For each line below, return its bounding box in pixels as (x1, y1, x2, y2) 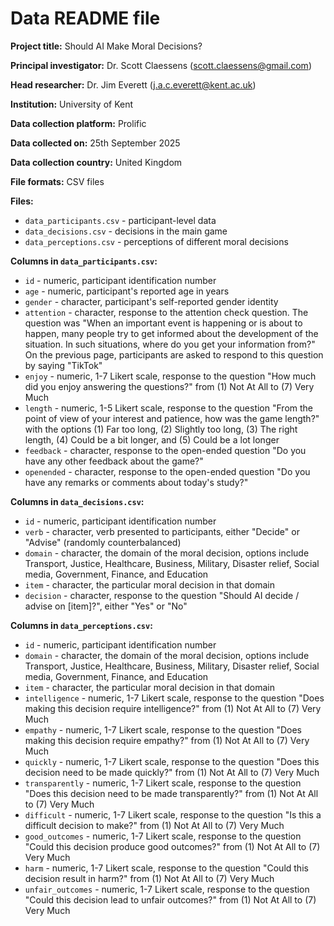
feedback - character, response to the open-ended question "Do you (24, 444, 307, 456)
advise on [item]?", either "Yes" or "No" (24, 600, 188, 612)
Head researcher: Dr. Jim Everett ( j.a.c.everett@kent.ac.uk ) (10, 78, 257, 91)
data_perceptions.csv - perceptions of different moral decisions (24, 235, 289, 247)
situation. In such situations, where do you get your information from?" (24, 338, 316, 350)
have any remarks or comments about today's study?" (24, 476, 249, 488)
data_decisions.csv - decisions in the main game (24, 225, 228, 237)
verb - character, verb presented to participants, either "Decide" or (24, 525, 300, 537)
